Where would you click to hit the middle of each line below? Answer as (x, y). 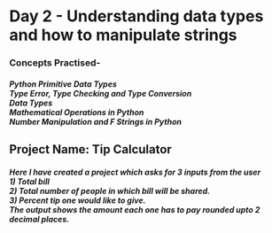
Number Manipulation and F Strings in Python (95, 121)
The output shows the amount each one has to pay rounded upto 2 (135, 209)
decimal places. (39, 219)
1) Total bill (30, 181)
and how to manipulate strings (123, 35)
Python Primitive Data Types (63, 84)
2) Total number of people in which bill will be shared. (110, 190)
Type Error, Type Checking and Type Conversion (101, 93)
